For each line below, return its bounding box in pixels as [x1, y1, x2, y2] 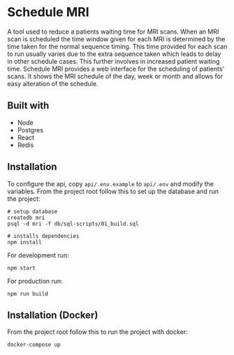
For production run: [7, 277, 63, 285]
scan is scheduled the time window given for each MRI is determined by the [7, 34, 226, 43]
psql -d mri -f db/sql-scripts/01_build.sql [7, 220, 139, 228]
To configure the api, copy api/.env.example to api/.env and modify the [7, 179, 214, 188]
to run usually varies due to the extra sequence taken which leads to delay [7, 50, 221, 58]
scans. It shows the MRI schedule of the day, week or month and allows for [7, 71, 224, 81]
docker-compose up [7, 341, 61, 349]
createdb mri [7, 214, 45, 221]
